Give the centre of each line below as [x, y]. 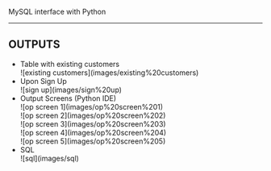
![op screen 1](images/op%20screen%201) [92, 106]
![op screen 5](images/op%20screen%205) [93, 141]
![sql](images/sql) [49, 158]
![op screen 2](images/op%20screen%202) [93, 115]
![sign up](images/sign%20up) [71, 90]
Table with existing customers [70, 64]
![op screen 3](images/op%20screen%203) [93, 123]
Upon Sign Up [43, 81]
